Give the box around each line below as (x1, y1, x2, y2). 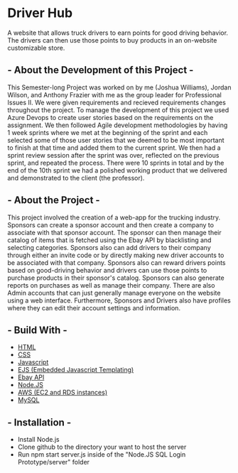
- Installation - (7, 416, 72, 428)
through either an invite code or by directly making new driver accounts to (7, 251, 225, 259)
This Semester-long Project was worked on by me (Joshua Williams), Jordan (7, 83, 232, 92)
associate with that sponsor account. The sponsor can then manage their (7, 228, 222, 236)
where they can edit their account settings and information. (7, 303, 181, 312)
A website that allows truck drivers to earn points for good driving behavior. (7, 28, 229, 37)
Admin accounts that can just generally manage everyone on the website (7, 288, 221, 297)
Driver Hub (7, 5, 73, 21)
